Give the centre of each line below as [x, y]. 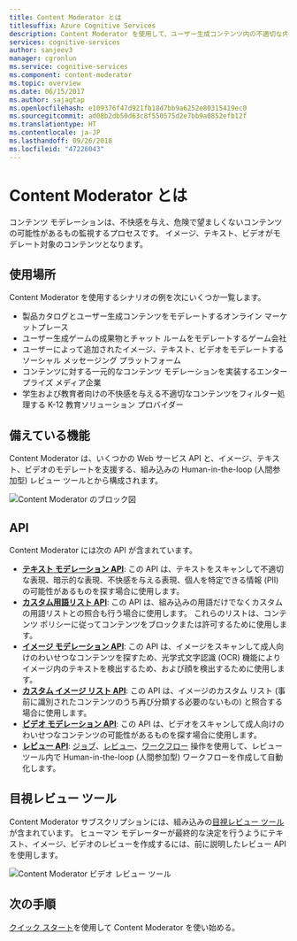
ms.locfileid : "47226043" [57, 149]
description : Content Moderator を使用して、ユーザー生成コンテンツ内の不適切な [146, 34]
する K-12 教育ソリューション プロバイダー [107, 405]
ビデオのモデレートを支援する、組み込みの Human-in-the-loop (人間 [148, 469]
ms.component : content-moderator [71, 75]
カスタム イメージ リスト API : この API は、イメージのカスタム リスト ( [150, 690]
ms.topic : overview [45, 83]
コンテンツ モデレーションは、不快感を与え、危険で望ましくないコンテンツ [146, 221]
